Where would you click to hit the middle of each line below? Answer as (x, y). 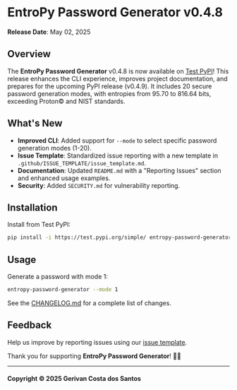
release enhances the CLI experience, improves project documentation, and (117, 78)
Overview (29, 54)
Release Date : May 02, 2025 (49, 32)
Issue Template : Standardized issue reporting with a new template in (118, 155)
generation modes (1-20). (54, 148)
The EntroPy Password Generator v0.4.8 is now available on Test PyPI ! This (118, 71)
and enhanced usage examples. (64, 178)
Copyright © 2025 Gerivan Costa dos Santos (74, 379)
